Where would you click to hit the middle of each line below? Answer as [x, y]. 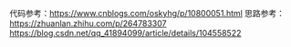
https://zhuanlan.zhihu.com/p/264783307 [88, 23]
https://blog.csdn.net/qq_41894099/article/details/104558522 [125, 33]
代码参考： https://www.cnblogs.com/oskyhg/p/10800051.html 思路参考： [147, 13]
